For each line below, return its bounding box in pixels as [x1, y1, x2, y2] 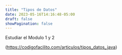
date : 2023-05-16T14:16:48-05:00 [5, 12, 75, 17]
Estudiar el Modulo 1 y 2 [5, 35, 55, 41]
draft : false [5, 16, 33, 21]
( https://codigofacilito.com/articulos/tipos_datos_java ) [5, 44, 117, 50]
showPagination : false [5, 21, 53, 26]
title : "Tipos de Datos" [5, 7, 57, 12]
